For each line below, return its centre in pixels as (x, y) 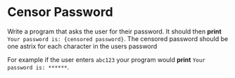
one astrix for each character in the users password (82, 46)
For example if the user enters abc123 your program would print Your (107, 59)
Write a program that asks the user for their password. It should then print (114, 31)
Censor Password (61, 12)
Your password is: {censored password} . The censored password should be (118, 38)
